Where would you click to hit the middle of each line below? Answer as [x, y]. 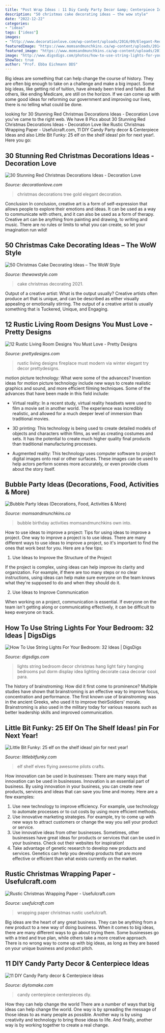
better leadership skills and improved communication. [59, 713]
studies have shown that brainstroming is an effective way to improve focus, [82, 691]
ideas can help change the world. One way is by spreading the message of [81, 1009]
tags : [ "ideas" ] [22, 32]
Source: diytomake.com [29, 985]
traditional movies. [31, 419]
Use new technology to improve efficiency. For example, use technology [85, 806]
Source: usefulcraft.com [30, 903]
